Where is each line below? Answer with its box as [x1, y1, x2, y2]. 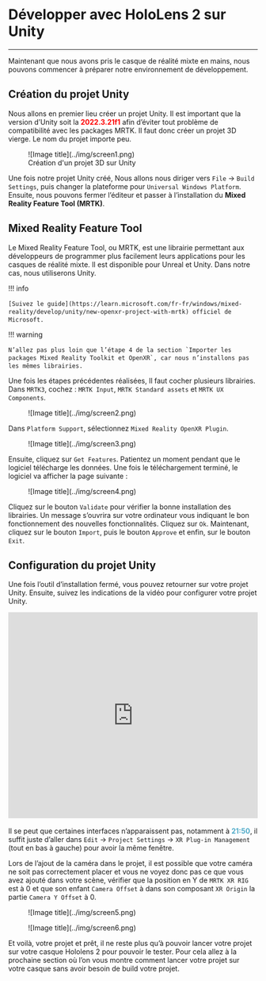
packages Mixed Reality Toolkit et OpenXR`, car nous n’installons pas [8, 353, 249, 362]
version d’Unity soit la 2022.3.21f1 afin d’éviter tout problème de [8, 117, 219, 126]
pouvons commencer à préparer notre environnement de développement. [8, 64, 249, 74]
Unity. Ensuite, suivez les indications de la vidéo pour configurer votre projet [8, 588, 257, 597]
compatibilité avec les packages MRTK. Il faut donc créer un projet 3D [8, 126, 237, 135]
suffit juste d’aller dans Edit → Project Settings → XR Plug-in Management [8, 835, 251, 844]
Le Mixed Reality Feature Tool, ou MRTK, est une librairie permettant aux [8, 242, 245, 252]
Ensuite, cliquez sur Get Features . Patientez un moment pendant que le [8, 454, 241, 464]
